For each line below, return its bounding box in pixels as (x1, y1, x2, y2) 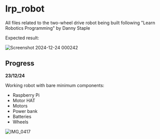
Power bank (12, 108, 38, 114)
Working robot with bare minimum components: (5, 82, 104, 88)
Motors (12, 103, 28, 109)
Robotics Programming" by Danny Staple (5, 25, 90, 31)
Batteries (12, 113, 32, 119)
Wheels (12, 119, 29, 125)
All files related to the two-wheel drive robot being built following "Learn (5, 20, 155, 26)
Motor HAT (12, 97, 35, 103)
